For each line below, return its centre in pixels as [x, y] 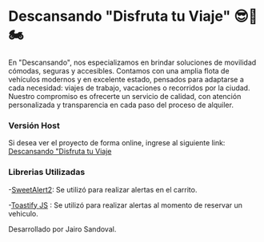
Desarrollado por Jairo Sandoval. [62, 229]
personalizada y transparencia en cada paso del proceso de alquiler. [121, 105]
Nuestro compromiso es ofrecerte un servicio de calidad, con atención [125, 96]
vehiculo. [23, 213]
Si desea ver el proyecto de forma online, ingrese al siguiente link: [117, 143]
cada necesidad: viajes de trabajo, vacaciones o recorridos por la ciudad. [129, 88]
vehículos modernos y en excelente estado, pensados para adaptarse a [126, 79]
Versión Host [34, 125]
